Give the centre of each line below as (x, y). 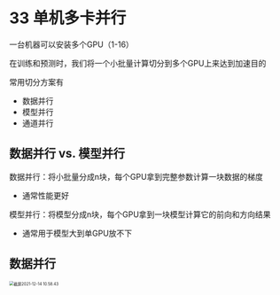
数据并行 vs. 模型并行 (67, 154)
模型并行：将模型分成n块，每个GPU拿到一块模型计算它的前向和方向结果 (140, 214)
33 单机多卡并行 (68, 18)
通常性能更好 (45, 195)
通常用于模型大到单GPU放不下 (77, 233)
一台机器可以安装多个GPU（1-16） (72, 44)
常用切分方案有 (36, 82)
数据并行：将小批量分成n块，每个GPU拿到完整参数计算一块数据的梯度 (136, 176)
